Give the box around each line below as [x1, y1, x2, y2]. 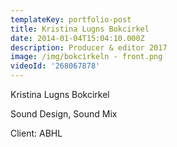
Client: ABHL [10, 127, 63, 139]
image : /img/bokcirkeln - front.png [10, 52, 163, 62]
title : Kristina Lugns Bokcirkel [10, 24, 150, 34]
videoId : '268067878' [10, 61, 101, 71]
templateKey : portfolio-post [10, 14, 132, 25]
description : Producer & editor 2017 [10, 42, 168, 53]
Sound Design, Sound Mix [10, 108, 118, 120]
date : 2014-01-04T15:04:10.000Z [10, 33, 145, 43]
